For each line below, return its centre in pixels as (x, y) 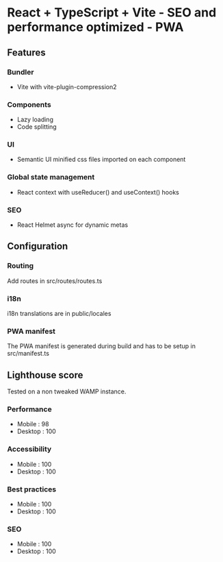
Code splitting (37, 127)
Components (29, 104)
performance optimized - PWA (95, 27)
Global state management (51, 178)
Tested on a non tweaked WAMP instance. (67, 391)
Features (26, 52)
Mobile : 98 (33, 424)
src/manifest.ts (28, 354)
